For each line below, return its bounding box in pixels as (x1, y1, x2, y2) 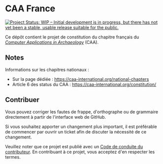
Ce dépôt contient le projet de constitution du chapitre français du (5, 34, 139, 40)
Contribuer (5, 96, 39, 104)
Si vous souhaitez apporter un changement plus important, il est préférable (5, 124, 157, 130)
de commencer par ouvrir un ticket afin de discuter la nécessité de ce (5, 129, 147, 134)
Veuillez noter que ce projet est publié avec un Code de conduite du (5, 143, 143, 149)
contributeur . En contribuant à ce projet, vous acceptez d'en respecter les (5, 149, 155, 155)
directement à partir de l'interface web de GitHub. (5, 114, 106, 120)
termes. (5, 154, 21, 160)
